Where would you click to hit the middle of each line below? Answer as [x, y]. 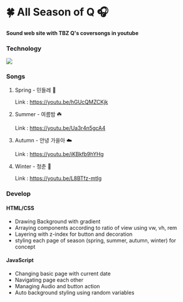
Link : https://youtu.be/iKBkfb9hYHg [59, 154]
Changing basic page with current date [63, 273]
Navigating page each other [49, 280]
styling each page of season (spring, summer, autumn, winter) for [95, 240]
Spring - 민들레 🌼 [35, 90]
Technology [24, 48]
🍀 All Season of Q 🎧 [58, 12]
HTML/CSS [20, 208]
